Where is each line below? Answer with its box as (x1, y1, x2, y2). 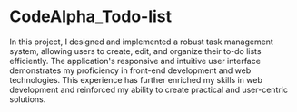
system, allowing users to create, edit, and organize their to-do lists (9, 45, 262, 56)
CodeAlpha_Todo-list (9, 6, 173, 27)
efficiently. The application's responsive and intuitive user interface (9, 55, 262, 66)
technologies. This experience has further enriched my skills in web (9, 74, 263, 85)
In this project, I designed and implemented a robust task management (9, 36, 274, 47)
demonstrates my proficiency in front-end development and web (9, 65, 252, 76)
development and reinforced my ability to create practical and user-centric (9, 84, 289, 95)
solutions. (9, 93, 46, 105)
